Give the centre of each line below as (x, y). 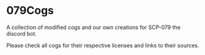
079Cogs (30, 11)
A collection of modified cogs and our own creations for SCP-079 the (93, 27)
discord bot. (21, 33)
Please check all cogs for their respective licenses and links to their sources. (103, 45)
